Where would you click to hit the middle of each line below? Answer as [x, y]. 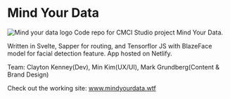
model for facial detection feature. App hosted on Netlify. [90, 53]
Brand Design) [28, 74]
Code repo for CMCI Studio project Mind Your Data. [148, 32]
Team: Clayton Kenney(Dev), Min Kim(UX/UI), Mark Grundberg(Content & [114, 67]
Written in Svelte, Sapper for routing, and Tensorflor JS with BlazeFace [110, 46]
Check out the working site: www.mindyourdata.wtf [82, 88]
